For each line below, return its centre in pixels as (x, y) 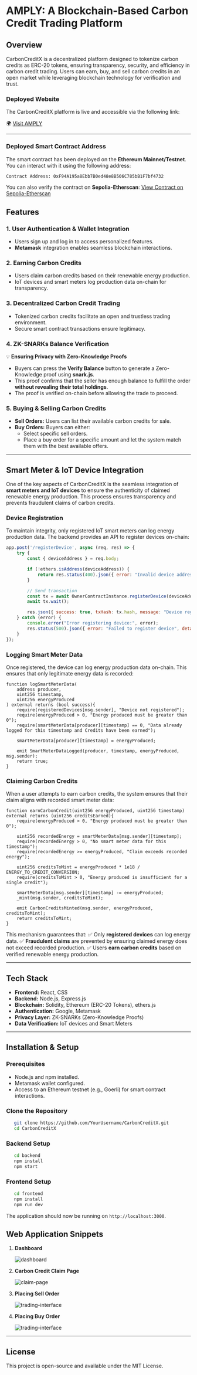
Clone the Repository (37, 1111)
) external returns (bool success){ (51, 705)
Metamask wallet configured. (50, 1083)
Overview (24, 45)
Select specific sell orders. (55, 434)
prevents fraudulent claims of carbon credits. (61, 503)
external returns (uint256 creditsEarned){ (60, 816)
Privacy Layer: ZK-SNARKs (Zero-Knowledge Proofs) (79, 1017)
